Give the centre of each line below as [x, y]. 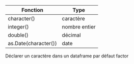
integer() [18, 27]
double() [18, 35]
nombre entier [79, 27]
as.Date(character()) [32, 43]
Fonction [32, 10]
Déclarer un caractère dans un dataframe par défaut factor [67, 56]
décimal [71, 35]
